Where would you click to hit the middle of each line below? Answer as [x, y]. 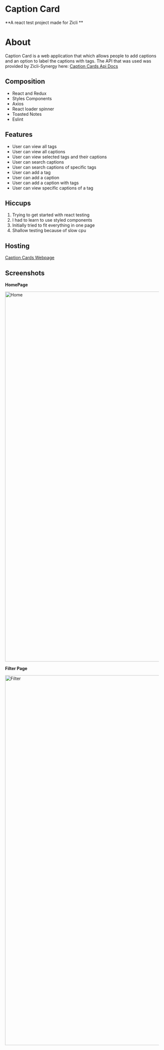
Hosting [18, 246]
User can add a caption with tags [45, 183]
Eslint [18, 119]
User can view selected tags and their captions [60, 157]
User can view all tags [34, 146]
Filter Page [16, 668]
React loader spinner [33, 109]
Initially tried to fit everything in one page [53, 225]
